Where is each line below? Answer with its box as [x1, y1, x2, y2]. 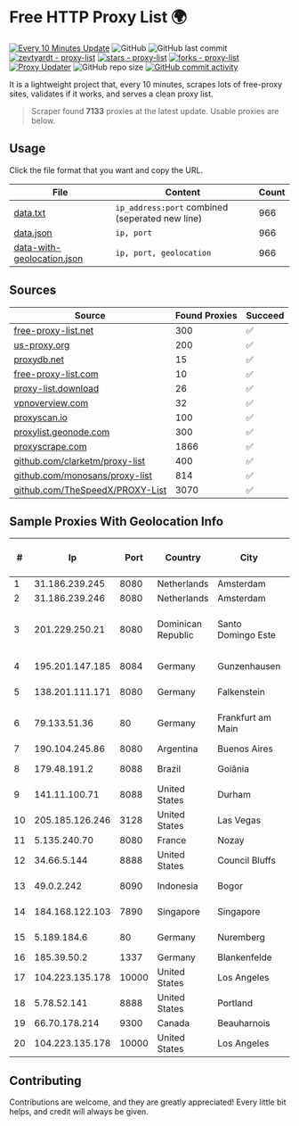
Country [165, 551, 202, 564]
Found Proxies [174, 309, 238, 321]
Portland [217, 997, 254, 1009]
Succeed [246, 309, 285, 321]
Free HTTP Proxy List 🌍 [9, 7, 188, 28]
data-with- [13, 241, 62, 253]
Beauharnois [217, 1017, 271, 1030]
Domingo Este [217, 629, 276, 642]
